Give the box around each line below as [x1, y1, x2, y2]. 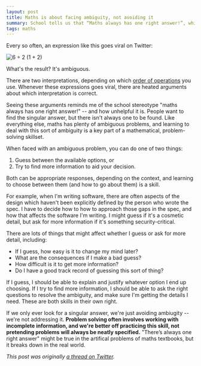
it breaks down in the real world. [6, 341, 86, 349]
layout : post [6, 8, 39, 15]
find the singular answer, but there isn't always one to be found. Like [6, 114, 175, 121]
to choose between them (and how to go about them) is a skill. [6, 181, 160, 188]
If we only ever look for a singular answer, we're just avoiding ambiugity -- [6, 310, 190, 317]
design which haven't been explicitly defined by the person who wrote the [6, 199, 189, 206]
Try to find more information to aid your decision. [14, 163, 136, 170]
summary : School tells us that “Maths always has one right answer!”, [6, 20, 186, 26]
